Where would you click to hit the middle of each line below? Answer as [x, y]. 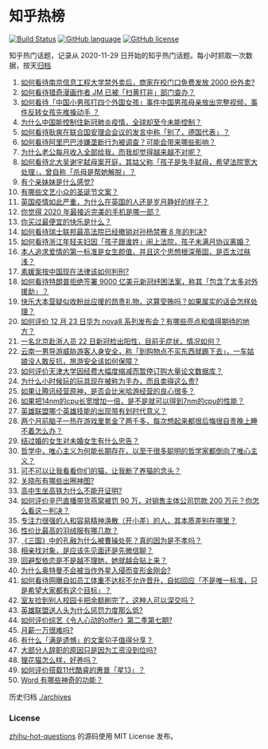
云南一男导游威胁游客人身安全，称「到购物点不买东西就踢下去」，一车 [134, 351]
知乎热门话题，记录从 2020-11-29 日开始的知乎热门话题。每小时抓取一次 [127, 55]
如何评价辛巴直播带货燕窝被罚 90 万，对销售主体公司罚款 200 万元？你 [136, 500]
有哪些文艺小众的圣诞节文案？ [69, 191]
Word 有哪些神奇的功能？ [62, 680]
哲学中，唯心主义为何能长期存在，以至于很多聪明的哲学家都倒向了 [128, 450]
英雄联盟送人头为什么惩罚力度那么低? [82, 610]
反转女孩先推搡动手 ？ [64, 112]
